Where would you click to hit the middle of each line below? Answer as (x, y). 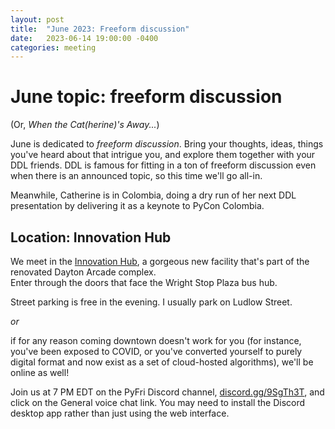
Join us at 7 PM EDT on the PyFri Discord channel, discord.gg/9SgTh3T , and (167, 392)
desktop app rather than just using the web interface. (120, 413)
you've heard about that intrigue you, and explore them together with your (163, 155)
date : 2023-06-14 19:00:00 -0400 (84, 38)
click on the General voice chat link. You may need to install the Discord (158, 402)
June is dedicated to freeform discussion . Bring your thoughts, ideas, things (167, 144)
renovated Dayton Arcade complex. (83, 272)
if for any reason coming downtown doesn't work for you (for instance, (156, 340)
